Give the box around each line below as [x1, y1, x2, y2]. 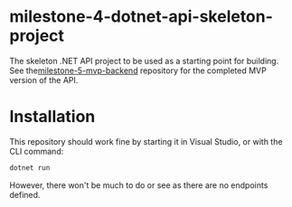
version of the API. [9, 74, 79, 85]
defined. [9, 189, 41, 200]
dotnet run [9, 163, 51, 173]
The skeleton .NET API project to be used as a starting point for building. [9, 55, 279, 66]
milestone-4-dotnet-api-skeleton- [9, 6, 274, 27]
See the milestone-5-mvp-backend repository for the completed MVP [9, 65, 267, 76]
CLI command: [9, 146, 64, 156]
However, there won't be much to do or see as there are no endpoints [9, 179, 268, 191]
